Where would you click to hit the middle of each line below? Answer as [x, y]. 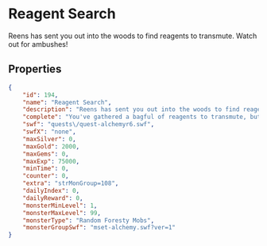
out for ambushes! [38, 44]
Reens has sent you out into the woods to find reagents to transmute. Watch [133, 36]
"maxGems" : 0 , [46, 154]
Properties [35, 69]
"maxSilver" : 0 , [50, 139]
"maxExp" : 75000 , [51, 161]
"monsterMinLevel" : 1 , [60, 206]
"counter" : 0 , [46, 176]
